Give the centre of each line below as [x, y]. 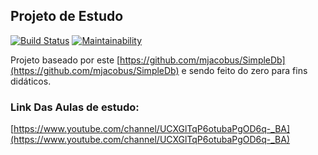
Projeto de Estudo [67, 16]
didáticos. [31, 81]
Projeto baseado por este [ [65, 60]
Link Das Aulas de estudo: [75, 107]
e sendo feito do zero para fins [244, 70]
